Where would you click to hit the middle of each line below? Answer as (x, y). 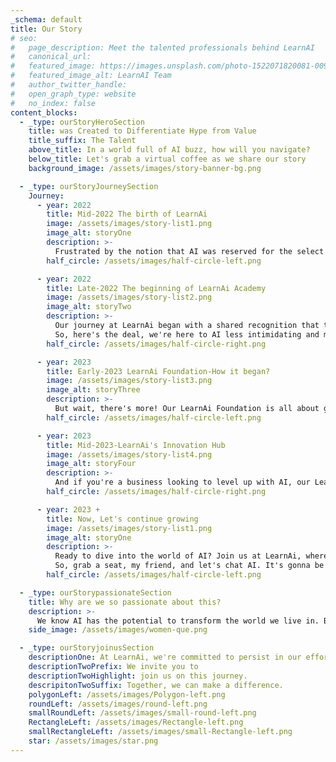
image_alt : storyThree (93, 390)
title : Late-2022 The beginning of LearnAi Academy (156, 288)
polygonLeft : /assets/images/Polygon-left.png (127, 694)
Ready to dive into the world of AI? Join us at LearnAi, (178, 556)
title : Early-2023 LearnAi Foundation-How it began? (158, 371)
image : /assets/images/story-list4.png (129, 454)
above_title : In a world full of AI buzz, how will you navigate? (169, 150)
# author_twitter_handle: (69, 85)
